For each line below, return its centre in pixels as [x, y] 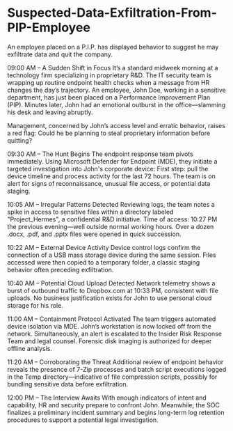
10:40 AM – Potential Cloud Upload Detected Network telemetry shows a [111, 283]
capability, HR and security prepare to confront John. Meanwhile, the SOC [114, 405]
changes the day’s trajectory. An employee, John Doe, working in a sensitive [116, 90]
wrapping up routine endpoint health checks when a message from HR [109, 82]
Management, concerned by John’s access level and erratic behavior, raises [116, 125]
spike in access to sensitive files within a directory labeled [90, 212]
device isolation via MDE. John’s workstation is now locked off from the [110, 326]
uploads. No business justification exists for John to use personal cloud [110, 298]
